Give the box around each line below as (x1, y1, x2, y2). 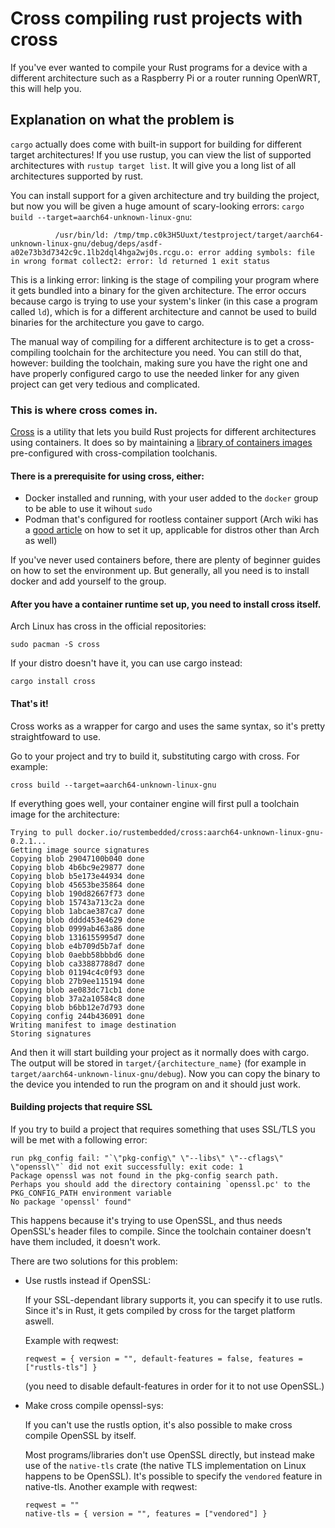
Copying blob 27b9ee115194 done (10, 976, 145, 986)
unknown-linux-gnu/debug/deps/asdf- (10, 238, 163, 249)
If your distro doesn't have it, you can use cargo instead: (10, 657, 243, 669)
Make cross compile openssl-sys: (24, 1399, 164, 1411)
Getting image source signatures (10, 845, 150, 855)
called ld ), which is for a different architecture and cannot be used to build (10, 305, 317, 317)
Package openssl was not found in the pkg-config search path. (10, 1170, 280, 1181)
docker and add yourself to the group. (10, 575, 167, 587)
